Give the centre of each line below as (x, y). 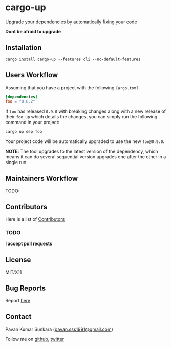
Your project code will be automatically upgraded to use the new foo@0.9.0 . (85, 141)
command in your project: (33, 123)
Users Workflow (32, 75)
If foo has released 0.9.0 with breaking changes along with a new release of (86, 111)
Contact (18, 317)
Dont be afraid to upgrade (33, 31)
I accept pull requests (29, 244)
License (18, 260)
